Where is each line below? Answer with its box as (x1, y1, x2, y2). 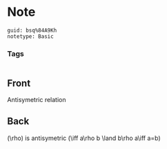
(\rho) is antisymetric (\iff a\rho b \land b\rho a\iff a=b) (7, 134, 161, 142)
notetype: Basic (7, 32, 54, 40)
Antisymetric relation (7, 96, 66, 104)
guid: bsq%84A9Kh (7, 27, 57, 34)
